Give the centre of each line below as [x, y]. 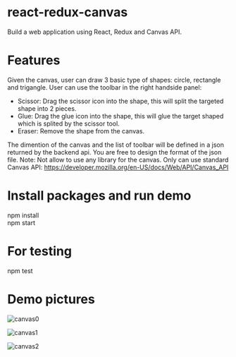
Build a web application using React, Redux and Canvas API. [94, 32]
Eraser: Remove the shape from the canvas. [81, 131]
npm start [21, 222]
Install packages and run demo [99, 196]
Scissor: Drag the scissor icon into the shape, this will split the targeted [120, 101]
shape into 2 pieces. [47, 108]
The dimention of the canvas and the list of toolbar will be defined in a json [116, 145]
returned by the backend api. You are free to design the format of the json [114, 152]
